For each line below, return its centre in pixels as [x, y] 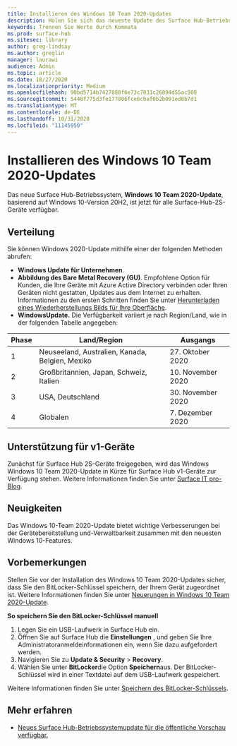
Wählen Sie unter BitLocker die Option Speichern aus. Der [101, 667]
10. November [194, 373]
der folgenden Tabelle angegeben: [68, 323]
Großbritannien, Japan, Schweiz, [93, 373]
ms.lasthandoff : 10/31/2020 [49, 119]
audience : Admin [31, 66]
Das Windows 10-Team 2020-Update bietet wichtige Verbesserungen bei [114, 525]
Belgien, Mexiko [65, 361]
